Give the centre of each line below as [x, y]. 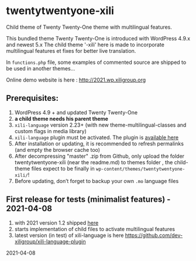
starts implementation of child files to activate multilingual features [95, 229]
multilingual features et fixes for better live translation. [71, 50]
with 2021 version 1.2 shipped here [56, 223]
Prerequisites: [32, 98]
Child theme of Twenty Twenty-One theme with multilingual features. [89, 27]
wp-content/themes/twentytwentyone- [140, 169]
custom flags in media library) [50, 131]
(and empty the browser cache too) [57, 150]
